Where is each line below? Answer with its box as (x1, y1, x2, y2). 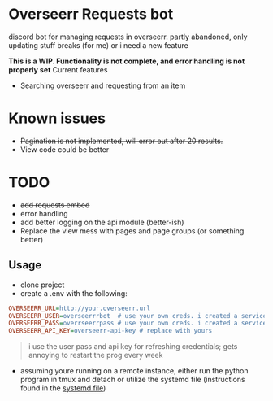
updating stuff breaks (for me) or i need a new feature (8, 40, 189, 50)
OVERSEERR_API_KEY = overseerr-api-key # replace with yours (8, 327, 213, 335)
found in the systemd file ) (19, 383, 106, 393)
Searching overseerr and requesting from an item (19, 81, 186, 90)
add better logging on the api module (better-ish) (19, 217, 184, 227)
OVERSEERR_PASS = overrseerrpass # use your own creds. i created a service (8, 319, 267, 328)
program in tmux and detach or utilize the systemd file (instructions (19, 375, 245, 385)
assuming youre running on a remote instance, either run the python (19, 366, 249, 376)
